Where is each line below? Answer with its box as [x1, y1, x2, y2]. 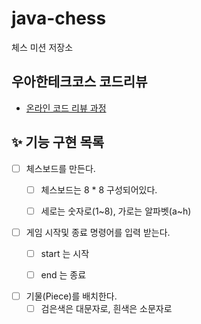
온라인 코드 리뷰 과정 [25, 102, 107, 114]
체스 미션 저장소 [11, 41, 74, 53]
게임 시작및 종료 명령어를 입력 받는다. [25, 226, 171, 238]
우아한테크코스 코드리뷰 [11, 73, 148, 91]
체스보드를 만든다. [25, 162, 96, 174]
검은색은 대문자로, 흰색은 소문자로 [40, 303, 173, 314]
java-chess [11, 7, 107, 30]
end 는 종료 [40, 268, 87, 281]
